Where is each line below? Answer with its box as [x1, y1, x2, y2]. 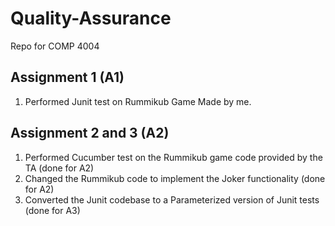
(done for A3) [24, 204, 81, 216]
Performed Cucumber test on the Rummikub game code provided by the [24, 151, 323, 163]
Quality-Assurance [10, 7, 172, 30]
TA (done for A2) [24, 162, 95, 174]
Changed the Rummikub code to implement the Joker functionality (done [24, 172, 326, 184]
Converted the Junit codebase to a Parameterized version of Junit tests [24, 193, 320, 206]
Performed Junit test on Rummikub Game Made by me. [24, 95, 252, 107]
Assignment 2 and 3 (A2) [10, 125, 170, 142]
